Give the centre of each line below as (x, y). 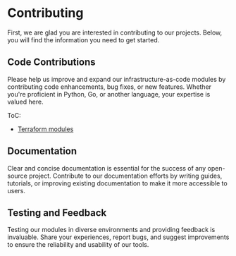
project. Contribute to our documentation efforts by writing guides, (126, 176)
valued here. (25, 102)
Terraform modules (45, 129)
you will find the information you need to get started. (83, 39)
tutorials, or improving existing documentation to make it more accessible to (117, 183)
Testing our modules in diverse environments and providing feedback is (111, 230)
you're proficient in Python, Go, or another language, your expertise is (109, 94)
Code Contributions (52, 62)
